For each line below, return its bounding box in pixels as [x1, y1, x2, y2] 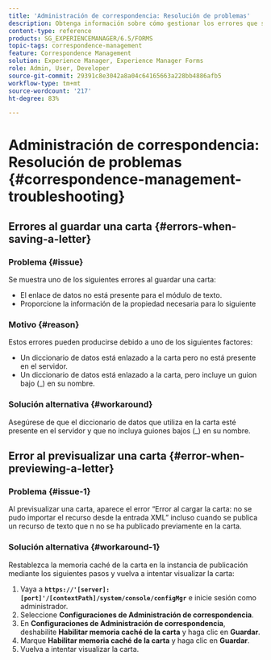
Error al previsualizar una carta [8, 449, 167, 463]
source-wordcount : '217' [8, 86, 92, 95]
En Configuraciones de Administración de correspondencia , [19, 618, 226, 628]
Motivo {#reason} [8, 320, 80, 331]
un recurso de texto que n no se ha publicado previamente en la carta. [8, 521, 242, 531]
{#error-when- [169, 449, 245, 463]
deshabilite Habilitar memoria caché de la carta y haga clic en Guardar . [19, 627, 261, 637]
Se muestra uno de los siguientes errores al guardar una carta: [8, 275, 216, 285]
